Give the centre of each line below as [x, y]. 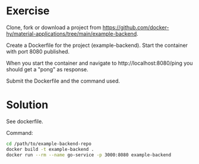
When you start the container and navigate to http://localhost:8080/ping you [99, 63]
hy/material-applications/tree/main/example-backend [72, 33]
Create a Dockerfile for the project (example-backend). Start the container [97, 45]
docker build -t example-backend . [50, 149]
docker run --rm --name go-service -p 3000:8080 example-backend [89, 155]
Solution [27, 105]
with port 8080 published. [38, 51]
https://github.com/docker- [136, 27]
